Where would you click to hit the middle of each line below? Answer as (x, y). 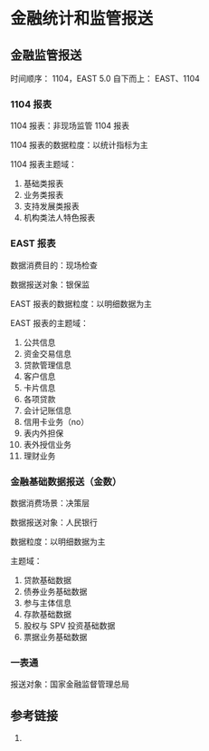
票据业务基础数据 (55, 637)
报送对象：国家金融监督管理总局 (70, 684)
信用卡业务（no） (56, 421)
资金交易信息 (47, 353)
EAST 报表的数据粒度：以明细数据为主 (81, 303)
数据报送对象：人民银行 (54, 522)
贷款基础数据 (47, 580)
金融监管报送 (46, 55)
